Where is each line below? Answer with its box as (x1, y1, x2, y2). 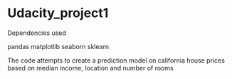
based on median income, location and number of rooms (7, 63, 174, 72)
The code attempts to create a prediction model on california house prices (7, 56, 226, 65)
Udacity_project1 (7, 5, 109, 21)
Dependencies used (7, 28, 66, 37)
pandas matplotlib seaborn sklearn (7, 42, 110, 51)
